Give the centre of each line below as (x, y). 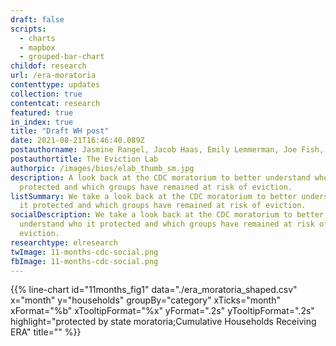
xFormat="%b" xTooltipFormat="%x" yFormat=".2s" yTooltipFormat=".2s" (162, 311)
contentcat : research (55, 103)
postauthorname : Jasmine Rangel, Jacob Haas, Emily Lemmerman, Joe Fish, (167, 150)
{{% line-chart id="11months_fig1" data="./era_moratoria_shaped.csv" (154, 290)
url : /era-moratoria (53, 76)
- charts (37, 38)
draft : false (37, 19)
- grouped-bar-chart (62, 57)
